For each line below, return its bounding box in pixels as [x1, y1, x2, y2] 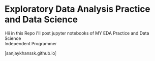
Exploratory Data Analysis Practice [4, 3, 151, 15]
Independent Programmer [4, 40, 57, 46]
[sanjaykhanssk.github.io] [4, 50, 57, 56]
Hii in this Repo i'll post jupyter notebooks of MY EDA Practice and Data [4, 30, 150, 36]
